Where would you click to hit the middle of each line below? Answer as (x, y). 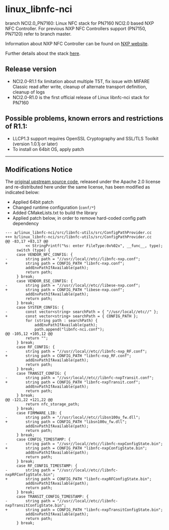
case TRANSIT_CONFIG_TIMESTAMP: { (53, 497)
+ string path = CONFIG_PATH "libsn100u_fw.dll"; (66, 422)
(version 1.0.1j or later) (35, 144)
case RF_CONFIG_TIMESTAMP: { (47, 466)
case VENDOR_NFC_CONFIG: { (45, 255)
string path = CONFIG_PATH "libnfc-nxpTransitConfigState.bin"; (94, 510)
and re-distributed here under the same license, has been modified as (78, 187)
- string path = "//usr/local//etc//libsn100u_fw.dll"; (73, 418)
